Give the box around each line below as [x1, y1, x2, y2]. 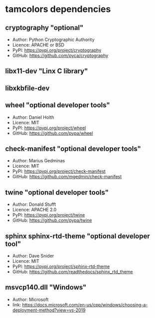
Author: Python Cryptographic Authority [12, 36, 95, 42]
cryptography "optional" [5, 23, 84, 32]
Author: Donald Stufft [12, 201, 56, 208]
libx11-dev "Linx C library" [5, 67, 88, 75]
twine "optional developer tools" [5, 188, 109, 197]
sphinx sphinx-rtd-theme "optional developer [5, 232, 151, 240]
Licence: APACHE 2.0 [12, 207, 57, 213]
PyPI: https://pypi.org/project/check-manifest [12, 168, 106, 174]
